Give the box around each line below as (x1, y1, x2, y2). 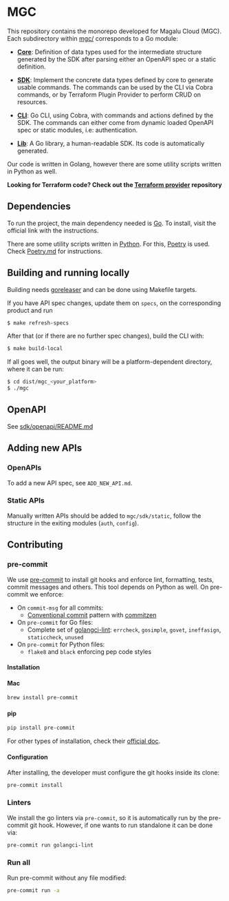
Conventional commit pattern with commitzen (27, 610, 157, 619)
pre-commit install (7, 782, 63, 788)
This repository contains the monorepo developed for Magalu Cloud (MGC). (7, 27, 222, 35)
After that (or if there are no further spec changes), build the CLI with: (7, 332, 204, 340)
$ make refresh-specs (7, 319, 69, 327)
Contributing (7, 539, 63, 551)
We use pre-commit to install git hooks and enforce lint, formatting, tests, (7, 575, 215, 583)
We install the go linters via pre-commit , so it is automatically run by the (7, 813, 208, 822)
